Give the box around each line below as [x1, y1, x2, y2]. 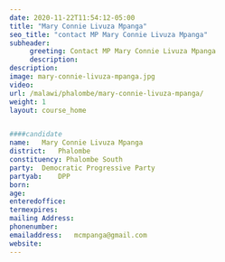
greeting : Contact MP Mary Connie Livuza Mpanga [29, 47, 217, 56]
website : [9, 239, 42, 248]
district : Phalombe [9, 146, 91, 156]
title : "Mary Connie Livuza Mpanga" [9, 22, 147, 31]
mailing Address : [9, 214, 75, 223]
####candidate [9, 130, 63, 139]
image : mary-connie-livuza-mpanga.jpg [9, 72, 155, 81]
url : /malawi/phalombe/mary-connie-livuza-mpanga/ [9, 89, 204, 98]
